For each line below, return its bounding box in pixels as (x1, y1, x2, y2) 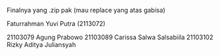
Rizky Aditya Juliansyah (6, 41, 76, 48)
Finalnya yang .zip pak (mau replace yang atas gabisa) (6, 6, 166, 14)
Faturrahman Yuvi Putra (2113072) (6, 20, 105, 27)
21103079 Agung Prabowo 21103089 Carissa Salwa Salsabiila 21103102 (6, 33, 214, 41)
